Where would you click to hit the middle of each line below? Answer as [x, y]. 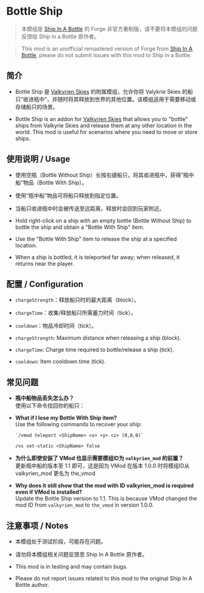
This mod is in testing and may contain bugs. [71, 567]
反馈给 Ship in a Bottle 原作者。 [60, 36]
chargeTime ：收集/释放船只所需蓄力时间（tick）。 [76, 313]
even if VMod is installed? [48, 492]
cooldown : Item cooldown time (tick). [60, 362]
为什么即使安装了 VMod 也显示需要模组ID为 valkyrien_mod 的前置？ [99, 458]
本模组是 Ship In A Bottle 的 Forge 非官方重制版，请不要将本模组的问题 [109, 29]
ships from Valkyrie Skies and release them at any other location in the [104, 125]
